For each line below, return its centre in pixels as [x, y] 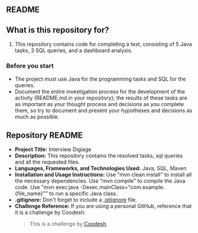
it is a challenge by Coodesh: [50, 212]
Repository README [44, 135]
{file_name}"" [31, 194]
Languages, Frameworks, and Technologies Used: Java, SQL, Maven [100, 168]
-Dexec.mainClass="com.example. [122, 187]
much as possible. [37, 116]
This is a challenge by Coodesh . [68, 224]
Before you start [30, 66]
